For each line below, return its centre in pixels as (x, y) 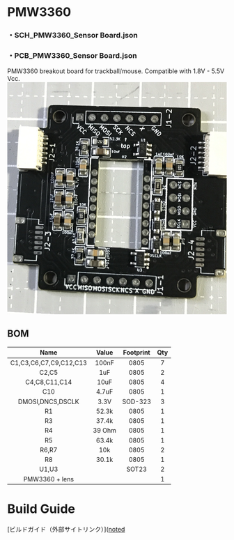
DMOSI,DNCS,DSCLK (49, 401)
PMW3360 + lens (49, 479)
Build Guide (41, 509)
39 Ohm (105, 431)
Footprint (137, 353)
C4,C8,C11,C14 (49, 382)
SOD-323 (137, 401)
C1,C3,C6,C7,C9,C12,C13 (48, 362)
